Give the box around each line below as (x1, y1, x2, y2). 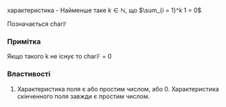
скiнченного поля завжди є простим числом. (16, 92, 150, 100)
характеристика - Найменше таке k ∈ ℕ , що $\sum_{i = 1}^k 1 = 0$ (7, 6, 202, 14)
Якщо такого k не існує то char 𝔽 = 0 (7, 52, 112, 61)
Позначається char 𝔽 (7, 20, 67, 28)
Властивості (7, 70, 51, 79)
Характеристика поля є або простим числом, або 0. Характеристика (16, 85, 220, 93)
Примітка (7, 37, 41, 46)
